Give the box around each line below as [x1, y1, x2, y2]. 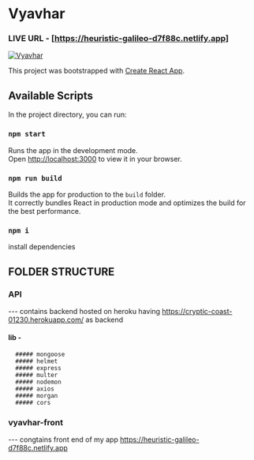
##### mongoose [15, 350, 65, 359]
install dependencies [8, 242, 76, 252]
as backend [85, 315, 124, 324]
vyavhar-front [8, 417, 63, 428]
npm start [8, 129, 46, 139]
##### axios [15, 385, 55, 393]
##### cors [15, 399, 51, 407]
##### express [15, 365, 62, 372]
